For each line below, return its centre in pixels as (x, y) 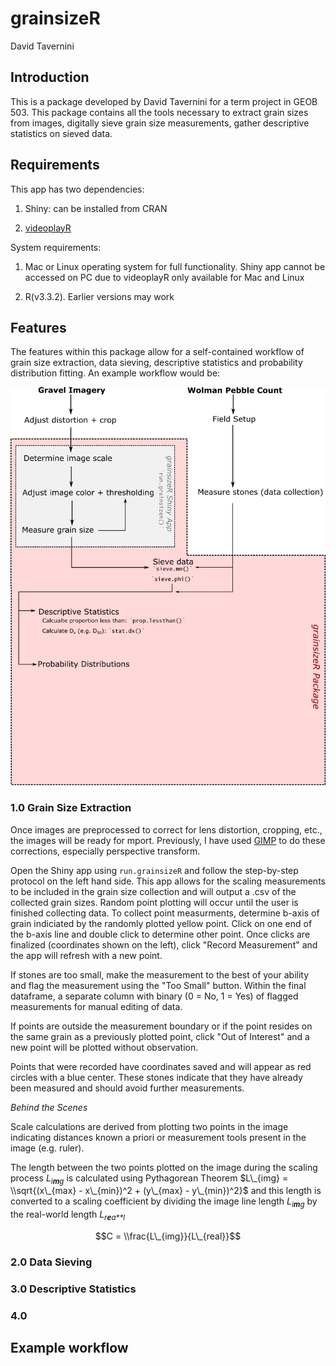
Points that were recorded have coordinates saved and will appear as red (161, 1066)
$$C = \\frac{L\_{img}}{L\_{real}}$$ (168, 1236)
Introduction (50, 77)
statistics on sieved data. (61, 133)
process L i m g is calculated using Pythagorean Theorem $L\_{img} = (149, 1179)
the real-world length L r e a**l (68, 1215)
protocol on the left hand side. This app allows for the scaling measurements (168, 881)
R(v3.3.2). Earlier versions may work (99, 296)
